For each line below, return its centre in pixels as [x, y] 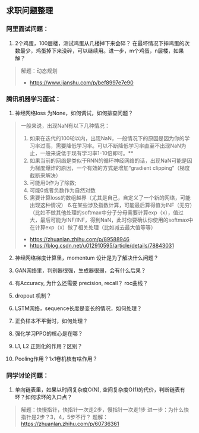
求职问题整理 [30, 11]
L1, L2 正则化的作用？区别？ [49, 346]
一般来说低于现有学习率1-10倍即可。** [87, 153]
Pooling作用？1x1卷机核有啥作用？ [56, 359]
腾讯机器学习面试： [34, 99]
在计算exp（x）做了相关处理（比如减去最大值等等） [93, 227]
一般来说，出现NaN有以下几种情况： [65, 125]
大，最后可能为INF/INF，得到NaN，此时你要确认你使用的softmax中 [111, 220]
